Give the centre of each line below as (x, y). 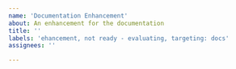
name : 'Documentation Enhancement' (68, 16)
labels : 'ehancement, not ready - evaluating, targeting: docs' (119, 38)
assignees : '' (32, 46)
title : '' (25, 30)
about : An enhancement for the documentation (86, 23)
